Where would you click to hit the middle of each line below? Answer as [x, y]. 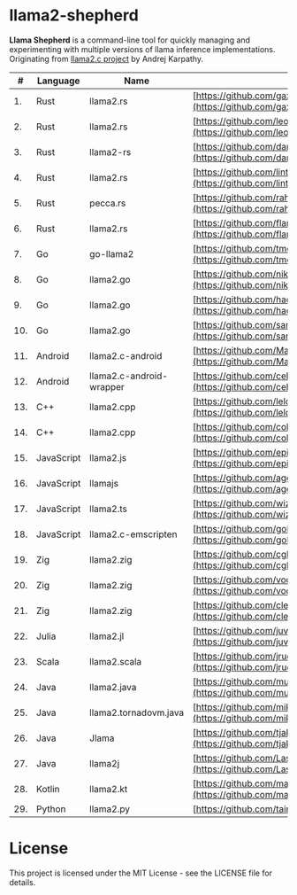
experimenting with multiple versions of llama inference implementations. [142, 49]
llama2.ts [109, 509]
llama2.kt [109, 789]
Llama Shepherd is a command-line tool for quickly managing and [129, 40]
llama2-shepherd [74, 16]
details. [23, 882]
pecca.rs [108, 203]
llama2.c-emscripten [133, 534]
